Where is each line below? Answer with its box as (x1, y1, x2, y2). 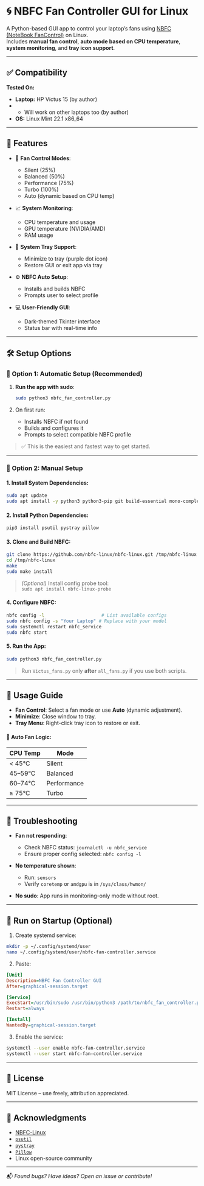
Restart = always (6, 1006, 45, 1012)
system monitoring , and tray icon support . (6, 44, 115, 51)
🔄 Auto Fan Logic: (6, 733, 52, 740)
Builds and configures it (24, 424, 84, 432)
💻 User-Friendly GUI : (15, 303, 71, 311)
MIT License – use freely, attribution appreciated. (6, 1089, 129, 1097)
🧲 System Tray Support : (15, 243, 77, 250)
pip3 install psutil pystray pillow (6, 525, 99, 531)
